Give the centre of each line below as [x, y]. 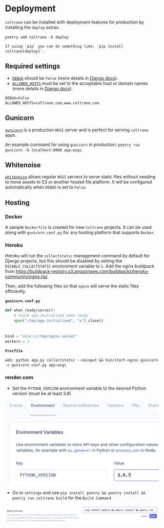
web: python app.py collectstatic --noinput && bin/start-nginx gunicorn [82, 360]
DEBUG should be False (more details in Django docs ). [65, 78]
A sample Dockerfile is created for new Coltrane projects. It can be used [79, 227]
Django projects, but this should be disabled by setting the [64, 261]
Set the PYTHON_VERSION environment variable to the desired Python [79, 388]
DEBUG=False [17, 98]
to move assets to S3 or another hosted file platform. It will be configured [79, 182]
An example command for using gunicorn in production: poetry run [72, 144]
